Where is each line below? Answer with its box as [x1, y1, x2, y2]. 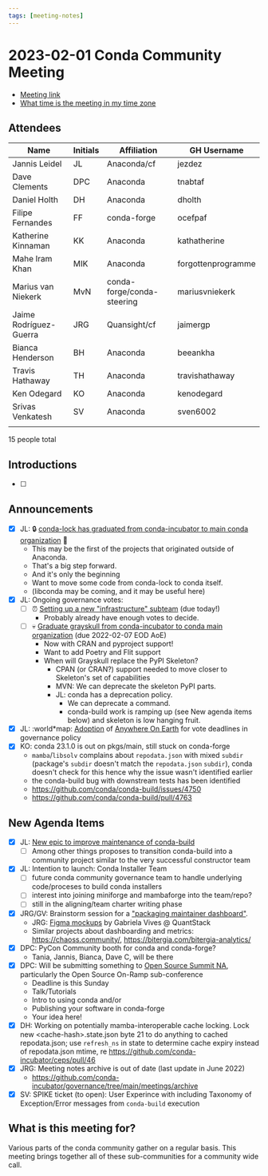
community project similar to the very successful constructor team [31, 855, 251, 865]
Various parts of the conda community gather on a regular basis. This [8, 1142, 237, 1152]
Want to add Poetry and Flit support [43, 648, 161, 657]
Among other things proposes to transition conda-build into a [31, 847, 233, 856]
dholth [177, 194, 202, 205]
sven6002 [177, 406, 217, 417]
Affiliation [119, 145, 158, 156]
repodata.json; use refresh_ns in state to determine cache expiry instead [19, 1038, 259, 1047]
